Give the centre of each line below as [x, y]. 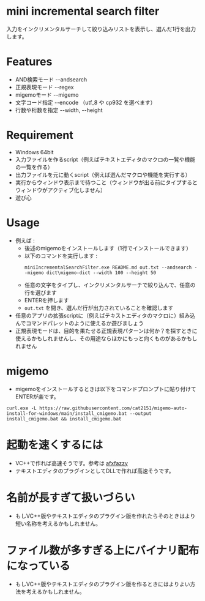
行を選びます [40, 293]
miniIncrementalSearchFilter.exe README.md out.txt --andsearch [108, 267]
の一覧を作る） [34, 167]
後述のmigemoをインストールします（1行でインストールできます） [108, 248]
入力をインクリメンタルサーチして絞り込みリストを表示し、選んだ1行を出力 [101, 29]
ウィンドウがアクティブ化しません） [60, 190]
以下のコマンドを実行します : [61, 256]
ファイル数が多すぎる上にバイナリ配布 [103, 551]
